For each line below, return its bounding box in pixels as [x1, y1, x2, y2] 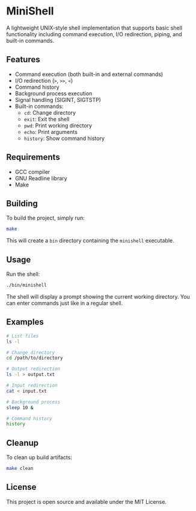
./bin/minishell [6, 282, 47, 288]
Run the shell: [6, 270, 40, 278]
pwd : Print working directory [23, 122, 92, 129]
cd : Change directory [23, 109, 76, 116]
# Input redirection [6, 382, 58, 389]
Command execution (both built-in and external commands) [14, 71, 164, 78]
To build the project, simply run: [6, 214, 85, 221]
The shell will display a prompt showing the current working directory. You [6, 293, 191, 300]
